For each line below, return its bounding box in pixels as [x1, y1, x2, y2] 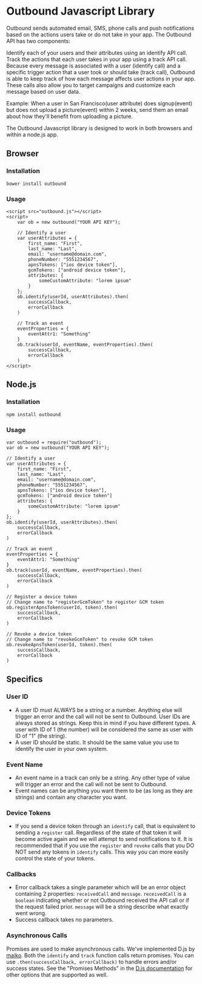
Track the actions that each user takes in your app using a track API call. [6, 55, 187, 63]
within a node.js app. [6, 131, 59, 138]
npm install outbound [6, 411, 61, 417]
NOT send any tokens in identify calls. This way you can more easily [15, 848, 189, 856]
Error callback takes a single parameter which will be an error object [15, 884, 186, 891]
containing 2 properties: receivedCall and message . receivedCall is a [15, 890, 187, 898]
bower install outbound [6, 181, 67, 187]
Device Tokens [6, 808, 51, 817]
